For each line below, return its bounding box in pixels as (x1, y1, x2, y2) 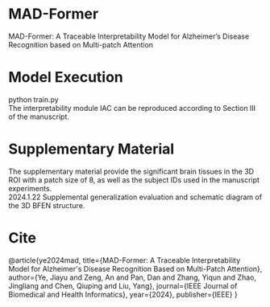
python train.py (8, 94, 59, 104)
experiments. (8, 183, 52, 193)
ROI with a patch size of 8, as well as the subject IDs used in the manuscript (8, 174, 260, 185)
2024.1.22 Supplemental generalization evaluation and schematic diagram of (8, 192, 263, 202)
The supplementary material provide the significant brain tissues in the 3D (8, 166, 255, 176)
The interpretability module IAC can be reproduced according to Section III (8, 103, 256, 113)
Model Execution (8, 68, 123, 87)
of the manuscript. (8, 112, 70, 121)
